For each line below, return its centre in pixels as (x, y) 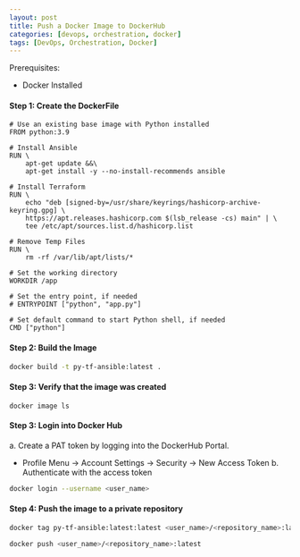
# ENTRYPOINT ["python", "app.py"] (75, 305)
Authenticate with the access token (87, 472)
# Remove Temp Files (48, 242)
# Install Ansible (43, 148)
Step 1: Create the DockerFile (64, 105)
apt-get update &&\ (62, 164)
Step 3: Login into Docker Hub (66, 426)
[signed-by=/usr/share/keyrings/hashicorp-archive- (163, 203)
